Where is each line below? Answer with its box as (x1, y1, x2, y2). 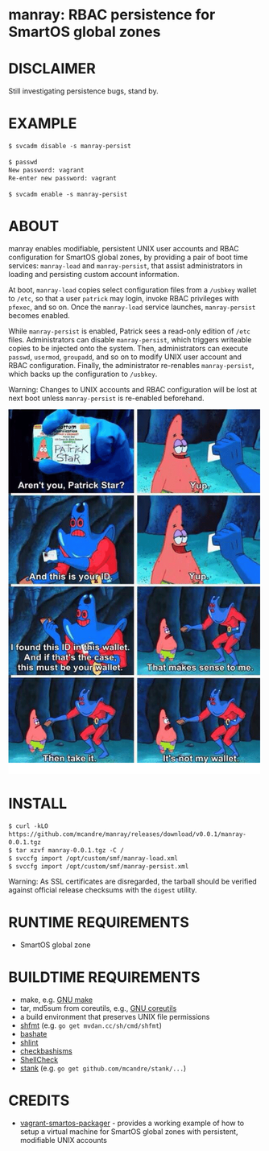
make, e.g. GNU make (19, 995, 93, 1004)
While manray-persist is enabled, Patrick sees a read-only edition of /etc (8, 326, 251, 336)
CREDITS (8, 1091, 70, 1109)
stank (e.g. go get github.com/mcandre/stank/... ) (19, 1063, 187, 1073)
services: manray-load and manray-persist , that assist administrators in (8, 261, 243, 271)
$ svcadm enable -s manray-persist (8, 191, 128, 199)
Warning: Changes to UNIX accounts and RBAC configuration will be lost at (8, 385, 258, 394)
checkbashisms (19, 1045, 72, 1056)
